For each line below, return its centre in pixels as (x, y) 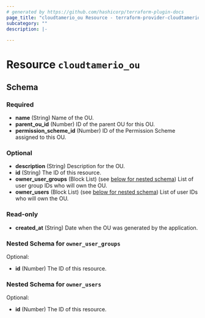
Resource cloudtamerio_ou (73, 65)
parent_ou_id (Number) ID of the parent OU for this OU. (85, 124)
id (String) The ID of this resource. (58, 173)
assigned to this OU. (41, 137)
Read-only (22, 214)
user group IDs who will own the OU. (61, 186)
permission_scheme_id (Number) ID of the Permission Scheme (95, 131)
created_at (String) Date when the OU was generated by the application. (106, 228)
